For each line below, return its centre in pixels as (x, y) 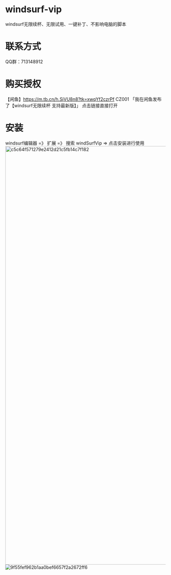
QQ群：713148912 (24, 62)
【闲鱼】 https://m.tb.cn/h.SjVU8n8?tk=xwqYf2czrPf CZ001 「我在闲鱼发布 (83, 99)
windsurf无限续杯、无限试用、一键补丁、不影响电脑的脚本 (66, 24)
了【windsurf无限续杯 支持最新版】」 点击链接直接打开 (62, 105)
